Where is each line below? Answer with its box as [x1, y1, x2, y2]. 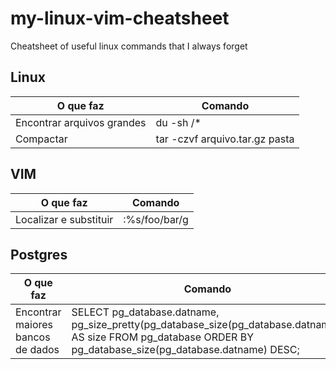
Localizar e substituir [15, 212, 114, 226]
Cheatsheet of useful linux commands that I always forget [10, 40, 248, 52]
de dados [15, 343, 60, 357]
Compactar [15, 132, 68, 146]
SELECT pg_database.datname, [71, 305, 220, 319]
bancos [15, 330, 51, 344]
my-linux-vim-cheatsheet [10, 7, 230, 30]
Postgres [10, 246, 68, 263]
